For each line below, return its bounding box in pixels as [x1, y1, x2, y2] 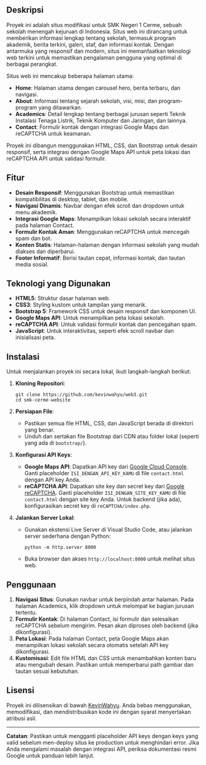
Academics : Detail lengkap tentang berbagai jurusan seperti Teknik [15, 110, 186, 117]
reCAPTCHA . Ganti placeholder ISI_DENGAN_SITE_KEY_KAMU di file [24, 489, 186, 497]
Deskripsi [6, 5, 44, 15]
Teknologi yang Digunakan [6, 279, 111, 289]
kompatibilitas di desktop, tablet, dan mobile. [15, 195, 129, 203]
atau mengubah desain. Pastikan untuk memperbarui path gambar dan [15, 661, 194, 669]
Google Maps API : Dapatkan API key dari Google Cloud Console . [24, 463, 188, 470]
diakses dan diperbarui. [15, 247, 75, 255]
